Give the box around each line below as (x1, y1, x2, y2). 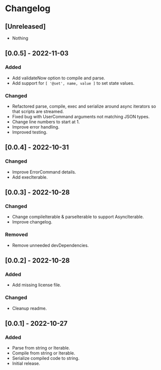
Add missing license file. (12, 282, 62, 288)
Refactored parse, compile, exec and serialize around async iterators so (12, 103, 157, 109)
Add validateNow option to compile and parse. (12, 75, 106, 81)
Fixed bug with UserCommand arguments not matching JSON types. (12, 113, 150, 119)
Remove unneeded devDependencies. (12, 242, 89, 248)
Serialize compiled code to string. (12, 355, 80, 361)
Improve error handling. (12, 124, 60, 129)
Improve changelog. (12, 219, 53, 225)
